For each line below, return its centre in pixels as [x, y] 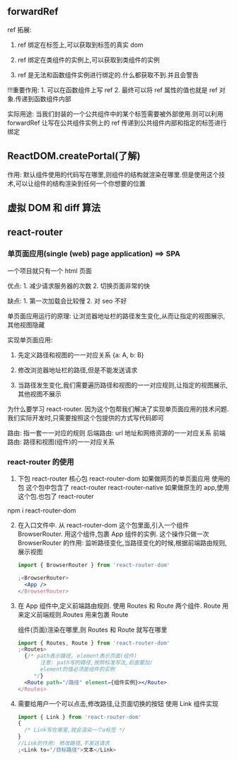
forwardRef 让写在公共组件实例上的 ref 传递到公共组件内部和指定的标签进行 [117, 123]
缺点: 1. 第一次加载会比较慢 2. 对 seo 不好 [67, 301]
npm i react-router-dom [42, 510]
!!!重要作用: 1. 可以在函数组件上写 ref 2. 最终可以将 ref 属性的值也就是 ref [112, 90]
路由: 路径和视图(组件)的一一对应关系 [61, 442]
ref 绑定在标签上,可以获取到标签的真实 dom [80, 45]
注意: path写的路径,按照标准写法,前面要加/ [97, 663]
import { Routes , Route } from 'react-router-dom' [94, 643]
